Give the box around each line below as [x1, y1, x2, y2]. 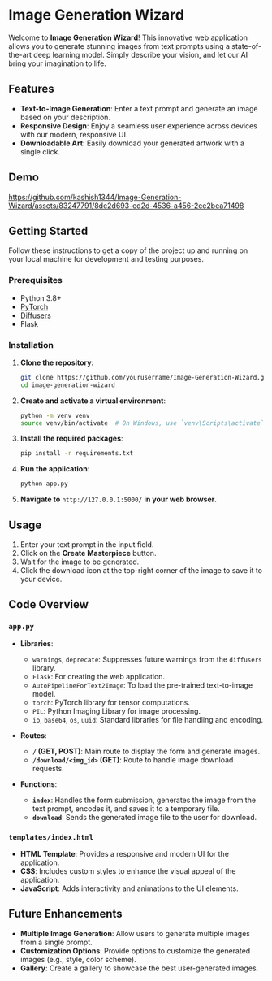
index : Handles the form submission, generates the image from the [32, 795, 257, 805]
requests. [32, 763, 65, 773]
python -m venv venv [19, 411, 90, 419]
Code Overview [8, 597, 89, 611]
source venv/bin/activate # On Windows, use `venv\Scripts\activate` [19, 419, 265, 428]
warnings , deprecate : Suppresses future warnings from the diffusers [32, 654, 262, 664]
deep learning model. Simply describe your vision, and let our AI [33, 50, 248, 59]
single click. [19, 146, 61, 156]
